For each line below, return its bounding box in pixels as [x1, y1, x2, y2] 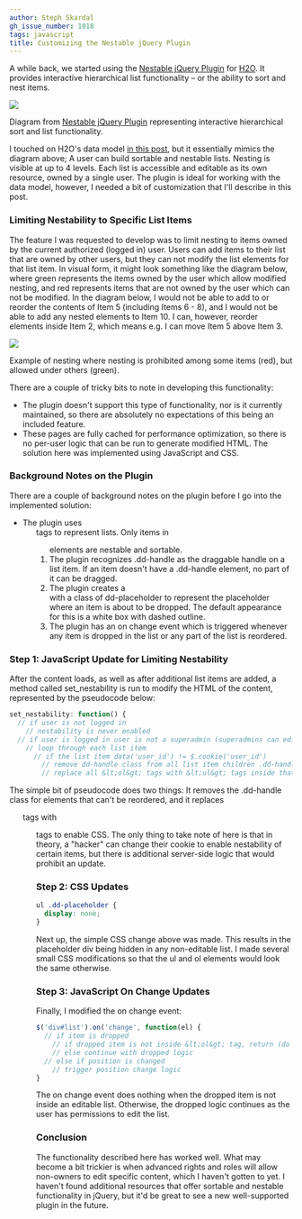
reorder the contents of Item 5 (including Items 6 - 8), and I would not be [9, 301, 279, 312]
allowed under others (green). [9, 364, 120, 375]
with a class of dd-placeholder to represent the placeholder [49, 592, 270, 603]
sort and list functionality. [9, 126, 103, 137]
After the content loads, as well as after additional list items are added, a [9, 673, 277, 685]
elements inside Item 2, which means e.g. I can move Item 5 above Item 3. [9, 321, 284, 332]
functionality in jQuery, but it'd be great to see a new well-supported [35, 1190, 289, 1201]
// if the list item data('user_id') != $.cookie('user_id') [32, 751, 268, 761]
